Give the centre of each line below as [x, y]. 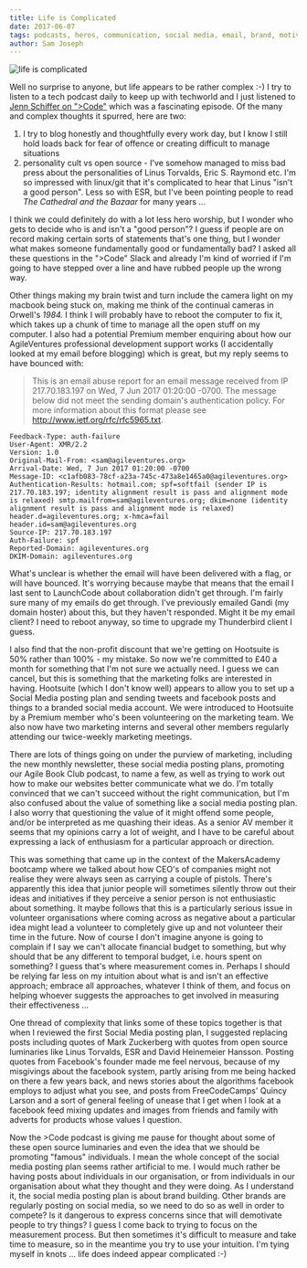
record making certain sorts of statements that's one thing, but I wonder [145, 239]
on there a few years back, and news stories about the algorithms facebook [152, 1081]
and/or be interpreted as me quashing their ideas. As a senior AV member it [152, 822]
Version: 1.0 [34, 453]
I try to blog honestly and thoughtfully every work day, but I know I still [155, 134]
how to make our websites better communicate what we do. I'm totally [142, 784]
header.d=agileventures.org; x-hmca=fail [90, 517]
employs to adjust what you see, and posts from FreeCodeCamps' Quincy [148, 1091]
